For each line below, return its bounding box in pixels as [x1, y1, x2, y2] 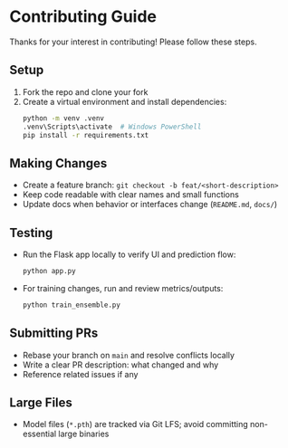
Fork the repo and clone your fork [22, 86, 149, 97]
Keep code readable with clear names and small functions [22, 189, 240, 200]
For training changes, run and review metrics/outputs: [22, 282, 224, 293]
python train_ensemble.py [22, 300, 120, 310]
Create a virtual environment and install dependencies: [22, 96, 227, 107]
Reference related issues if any [22, 368, 139, 379]
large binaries [58, 428, 110, 440]
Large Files [9, 395, 72, 410]
